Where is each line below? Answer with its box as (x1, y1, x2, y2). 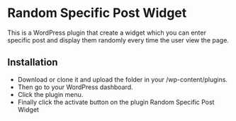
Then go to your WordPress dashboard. (17, 83, 133, 91)
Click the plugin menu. (17, 90, 84, 98)
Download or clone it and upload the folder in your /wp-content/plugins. (17, 75, 228, 83)
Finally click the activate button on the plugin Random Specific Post (17, 98, 215, 106)
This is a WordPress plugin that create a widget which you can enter (7, 28, 207, 37)
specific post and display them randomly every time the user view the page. (7, 35, 229, 44)
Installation (7, 57, 58, 69)
